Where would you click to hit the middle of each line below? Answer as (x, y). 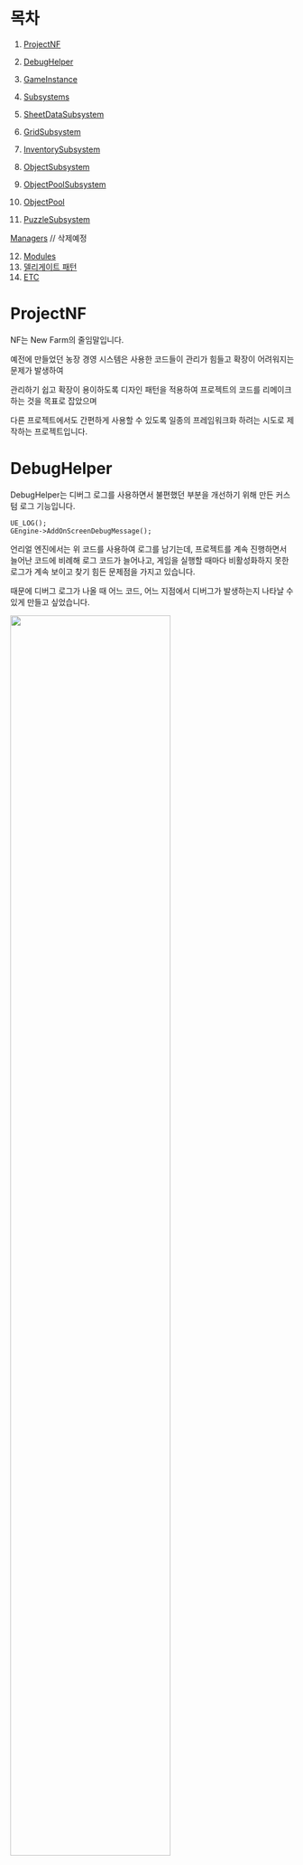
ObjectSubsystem (56, 166)
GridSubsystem (52, 131)
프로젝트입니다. (61, 431)
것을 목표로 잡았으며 (62, 401)
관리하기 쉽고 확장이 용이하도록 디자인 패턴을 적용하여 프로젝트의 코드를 (135, 389)
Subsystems (46, 97)
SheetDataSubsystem (64, 114)
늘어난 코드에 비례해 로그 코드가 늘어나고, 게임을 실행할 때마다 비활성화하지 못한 (150, 560)
